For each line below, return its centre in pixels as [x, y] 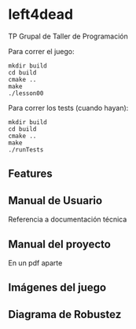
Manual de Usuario [55, 201]
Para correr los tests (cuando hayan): [68, 108]
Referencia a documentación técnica [68, 219]
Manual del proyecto [60, 244]
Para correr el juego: [41, 51]
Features [30, 174]
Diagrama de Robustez [65, 314]
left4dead [40, 15]
